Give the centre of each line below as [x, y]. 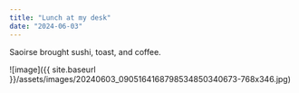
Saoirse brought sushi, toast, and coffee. [85, 51]
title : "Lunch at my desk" [60, 18]
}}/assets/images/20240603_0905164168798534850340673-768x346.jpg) [150, 79]
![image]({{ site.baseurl [53, 70]
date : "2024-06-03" [46, 26]
